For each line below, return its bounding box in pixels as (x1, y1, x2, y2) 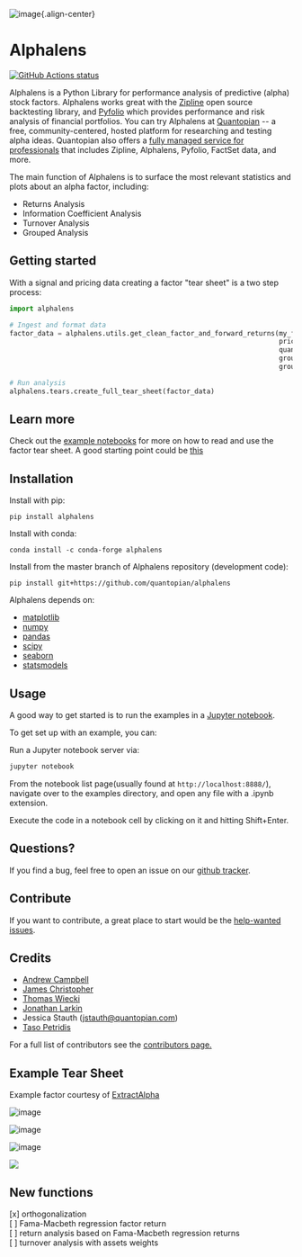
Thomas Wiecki (22, 993, 81, 1004)
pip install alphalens (9, 513, 94, 522)
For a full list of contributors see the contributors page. (9, 1039, 213, 1050)
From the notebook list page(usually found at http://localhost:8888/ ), (9, 778, 271, 789)
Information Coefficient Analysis (22, 208, 142, 219)
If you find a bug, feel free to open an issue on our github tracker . (9, 865, 252, 875)
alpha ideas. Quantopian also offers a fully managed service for (9, 135, 244, 146)
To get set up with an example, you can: (9, 727, 157, 738)
